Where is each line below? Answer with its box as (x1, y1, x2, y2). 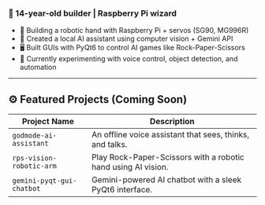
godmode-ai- (12, 131, 58, 141)
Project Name (21, 116, 75, 127)
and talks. (91, 139, 128, 150)
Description (149, 116, 195, 127)
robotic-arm (12, 162, 58, 170)
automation (19, 63, 57, 72)
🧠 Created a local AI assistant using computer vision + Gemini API (19, 34, 233, 43)
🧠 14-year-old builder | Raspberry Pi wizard (8, 8, 177, 19)
